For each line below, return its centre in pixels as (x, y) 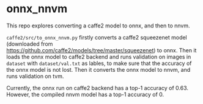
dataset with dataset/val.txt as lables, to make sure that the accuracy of (99, 63)
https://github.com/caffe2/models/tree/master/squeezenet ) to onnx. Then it (102, 50)
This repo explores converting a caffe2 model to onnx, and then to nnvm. (98, 26)
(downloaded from (30, 44)
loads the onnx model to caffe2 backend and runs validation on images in (99, 57)
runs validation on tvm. (35, 76)
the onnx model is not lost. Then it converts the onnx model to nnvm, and (98, 69)
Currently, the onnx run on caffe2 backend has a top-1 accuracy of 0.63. (97, 88)
